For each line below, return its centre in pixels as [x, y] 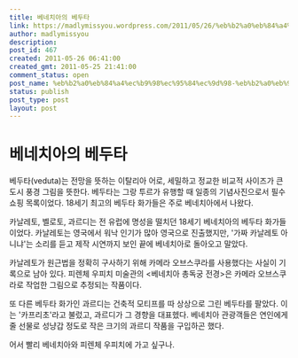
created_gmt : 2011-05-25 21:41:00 [73, 67]
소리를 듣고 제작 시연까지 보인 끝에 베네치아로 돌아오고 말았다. [141, 244]
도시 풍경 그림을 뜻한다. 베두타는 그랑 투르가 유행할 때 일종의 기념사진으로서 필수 [148, 192]
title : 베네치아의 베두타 [50, 17]
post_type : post [39, 100]
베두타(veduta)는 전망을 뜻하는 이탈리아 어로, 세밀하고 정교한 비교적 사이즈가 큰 [146, 181]
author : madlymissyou [49, 34]
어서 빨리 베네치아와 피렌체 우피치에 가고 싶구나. [92, 345]
